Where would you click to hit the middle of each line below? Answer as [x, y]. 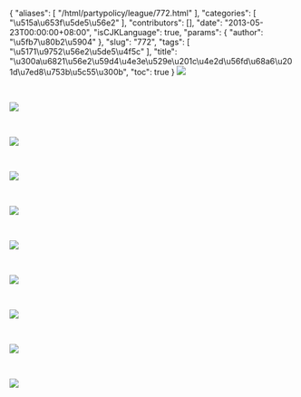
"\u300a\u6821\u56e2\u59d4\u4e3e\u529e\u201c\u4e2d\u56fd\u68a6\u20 [151, 61]
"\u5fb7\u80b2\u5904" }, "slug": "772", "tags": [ [100, 42]
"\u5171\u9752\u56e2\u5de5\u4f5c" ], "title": [93, 52]
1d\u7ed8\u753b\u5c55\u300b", [69, 72]
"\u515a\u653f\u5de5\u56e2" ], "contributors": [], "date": [116, 23]
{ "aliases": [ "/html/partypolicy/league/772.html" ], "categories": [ [133, 13]
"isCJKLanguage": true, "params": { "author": [179, 32]
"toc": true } [152, 72]
